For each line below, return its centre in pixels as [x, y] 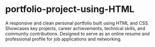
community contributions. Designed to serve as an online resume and [77, 33]
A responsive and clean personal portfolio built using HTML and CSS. [77, 23]
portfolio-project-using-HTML [70, 9]
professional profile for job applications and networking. [64, 39]
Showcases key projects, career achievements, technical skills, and [75, 28]
